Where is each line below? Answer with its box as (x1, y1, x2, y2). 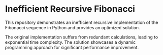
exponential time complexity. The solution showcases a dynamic (5, 39, 136, 45)
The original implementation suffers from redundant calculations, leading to (5, 34, 158, 40)
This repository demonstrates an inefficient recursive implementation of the (5, 19, 159, 25)
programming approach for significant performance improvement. (5, 44, 139, 50)
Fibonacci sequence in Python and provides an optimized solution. (5, 24, 140, 30)
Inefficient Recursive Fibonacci (5, 3, 135, 15)
